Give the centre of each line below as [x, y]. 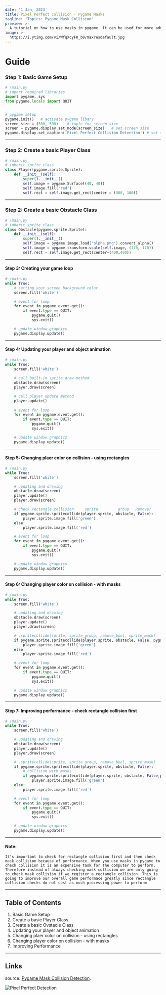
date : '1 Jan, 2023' [26, 10]
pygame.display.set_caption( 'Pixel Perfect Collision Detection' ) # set [82, 133]
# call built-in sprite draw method [52, 378]
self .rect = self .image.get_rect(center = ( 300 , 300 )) [81, 193]
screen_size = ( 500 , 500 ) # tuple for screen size [62, 124]
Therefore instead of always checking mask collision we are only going [82, 870]
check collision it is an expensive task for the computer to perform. [80, 866]
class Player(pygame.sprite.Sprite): [44, 170]
